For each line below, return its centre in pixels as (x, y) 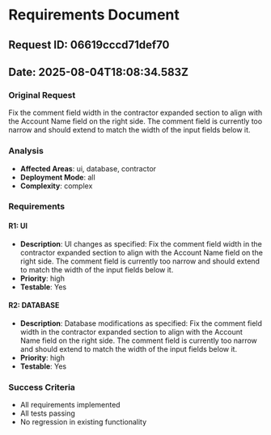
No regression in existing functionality (83, 422)
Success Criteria (42, 387)
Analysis (26, 151)
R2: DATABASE (34, 306)
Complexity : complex (56, 186)
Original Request (42, 95)
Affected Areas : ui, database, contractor (88, 168)
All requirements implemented (70, 405)
